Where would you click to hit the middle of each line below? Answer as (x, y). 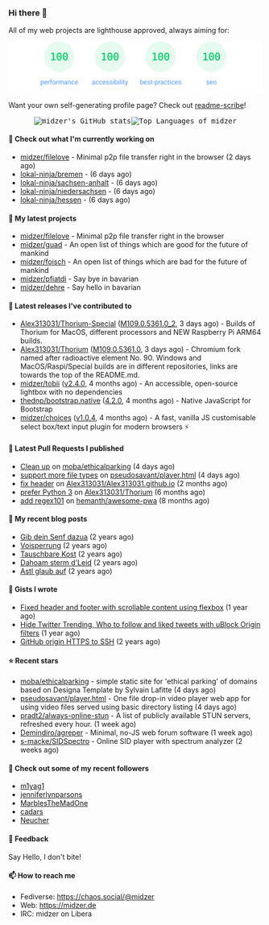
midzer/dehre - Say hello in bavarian (80, 287)
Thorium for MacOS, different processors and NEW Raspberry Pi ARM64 (141, 332)
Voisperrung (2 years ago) (64, 545)
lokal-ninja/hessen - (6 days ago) (75, 200)
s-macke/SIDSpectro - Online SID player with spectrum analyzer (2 (131, 741)
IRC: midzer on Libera (56, 914)
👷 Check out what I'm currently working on (81, 139)
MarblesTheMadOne (54, 803)
